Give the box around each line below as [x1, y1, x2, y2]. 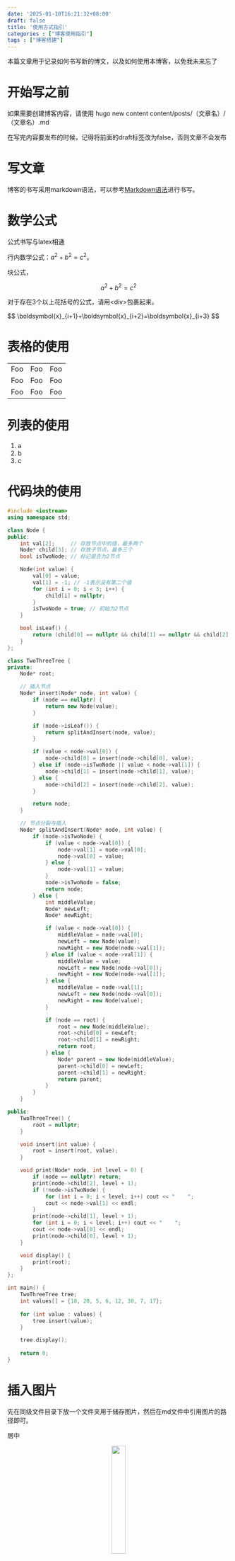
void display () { [20, 1252, 71, 1259]
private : [7, 663, 33, 671]
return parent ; [57, 1075, 102, 1083]
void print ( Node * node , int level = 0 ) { [20, 1167, 143, 1174]
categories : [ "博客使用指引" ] [7, 30, 93, 38]
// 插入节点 [20, 683, 51, 690]
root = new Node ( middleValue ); [57, 1023, 150, 1030]
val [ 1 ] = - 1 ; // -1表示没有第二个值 [32, 578, 132, 586]
